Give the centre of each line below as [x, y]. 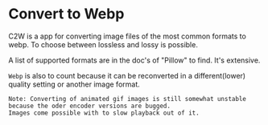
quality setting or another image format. [74, 84]
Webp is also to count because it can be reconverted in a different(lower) [127, 75]
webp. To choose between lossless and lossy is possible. [103, 44]
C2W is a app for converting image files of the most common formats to [128, 36]
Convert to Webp [66, 14]
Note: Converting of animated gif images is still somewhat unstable [128, 99]
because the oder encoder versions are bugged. [90, 106]
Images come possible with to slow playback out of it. [104, 113]
